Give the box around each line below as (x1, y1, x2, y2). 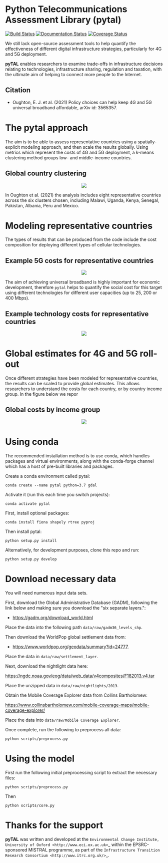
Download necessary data (5, 573, 116, 585)
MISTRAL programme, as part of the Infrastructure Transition (28, 846, 160, 852)
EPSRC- (132, 841, 149, 847)
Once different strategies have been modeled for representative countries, (5, 375, 158, 381)
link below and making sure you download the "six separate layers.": (5, 605, 146, 611)
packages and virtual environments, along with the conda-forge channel (5, 458, 154, 464)
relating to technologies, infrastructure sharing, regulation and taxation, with (5, 66, 162, 72)
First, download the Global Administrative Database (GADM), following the (5, 600, 158, 606)
